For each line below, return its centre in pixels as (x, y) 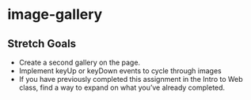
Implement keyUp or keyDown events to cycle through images (120, 71)
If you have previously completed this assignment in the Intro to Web (131, 79)
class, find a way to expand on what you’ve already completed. (122, 87)
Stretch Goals (42, 44)
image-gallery (55, 15)
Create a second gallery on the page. (79, 62)
